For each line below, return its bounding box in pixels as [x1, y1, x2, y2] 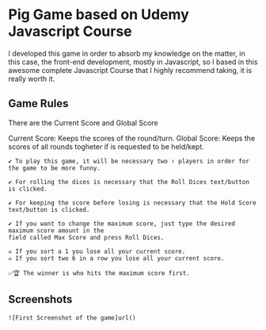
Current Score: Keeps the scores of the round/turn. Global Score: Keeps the [8, 133, 256, 143]
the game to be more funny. [8, 164, 101, 172]
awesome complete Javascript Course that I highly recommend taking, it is [8, 65, 252, 75]
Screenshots [8, 293, 73, 306]
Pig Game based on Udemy [8, 6, 189, 24]
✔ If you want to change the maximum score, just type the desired [8, 220, 236, 228]
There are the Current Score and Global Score [8, 117, 158, 128]
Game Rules [8, 97, 69, 110]
